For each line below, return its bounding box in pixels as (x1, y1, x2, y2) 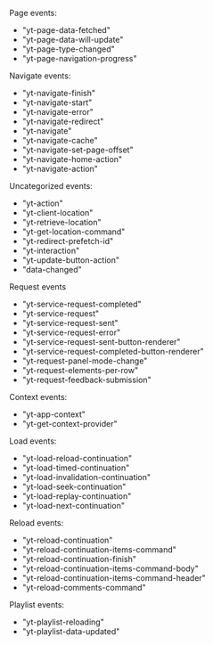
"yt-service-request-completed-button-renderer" (21, 347, 204, 356)
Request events (9, 282, 67, 292)
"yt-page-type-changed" (21, 44, 116, 54)
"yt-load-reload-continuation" (21, 453, 133, 463)
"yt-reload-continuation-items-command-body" (21, 563, 199, 574)
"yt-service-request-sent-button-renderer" (21, 337, 181, 347)
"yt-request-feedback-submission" (21, 374, 152, 385)
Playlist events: (9, 600, 65, 609)
